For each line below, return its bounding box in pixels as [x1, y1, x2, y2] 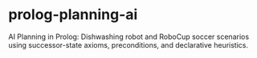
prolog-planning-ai [8, 6, 138, 24]
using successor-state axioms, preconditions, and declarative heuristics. [8, 40, 249, 49]
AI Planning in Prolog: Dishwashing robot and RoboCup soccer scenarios [8, 32, 250, 41]
